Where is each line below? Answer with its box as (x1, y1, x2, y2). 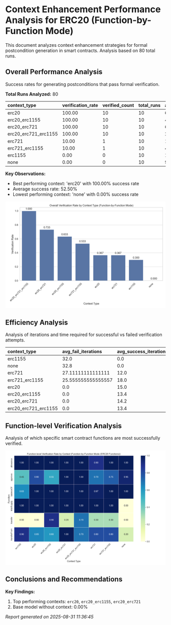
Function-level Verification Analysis (5, 421, 122, 430)
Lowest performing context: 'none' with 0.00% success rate (12, 191, 139, 197)
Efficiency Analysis (5, 318, 68, 327)
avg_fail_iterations (62, 348, 102, 354)
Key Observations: (5, 171, 46, 177)
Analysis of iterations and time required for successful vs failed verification (5, 332, 162, 338)
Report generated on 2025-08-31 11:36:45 (5, 613, 94, 619)
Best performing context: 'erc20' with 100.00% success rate (12, 180, 139, 186)
